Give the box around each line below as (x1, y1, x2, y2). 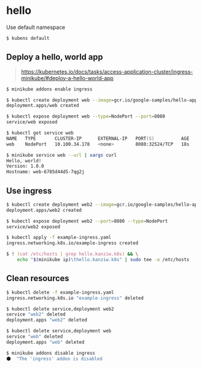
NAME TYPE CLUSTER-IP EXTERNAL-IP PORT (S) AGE (6, 135, 189, 142)
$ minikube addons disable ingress (6, 350, 96, 356)
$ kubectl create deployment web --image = (6, 97, 114, 103)
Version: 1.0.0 (6, 163, 44, 170)
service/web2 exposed (6, 224, 61, 230)
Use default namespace (6, 24, 66, 31)
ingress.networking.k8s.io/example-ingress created (6, 240, 138, 246)
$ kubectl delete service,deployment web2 (6, 306, 114, 312)
